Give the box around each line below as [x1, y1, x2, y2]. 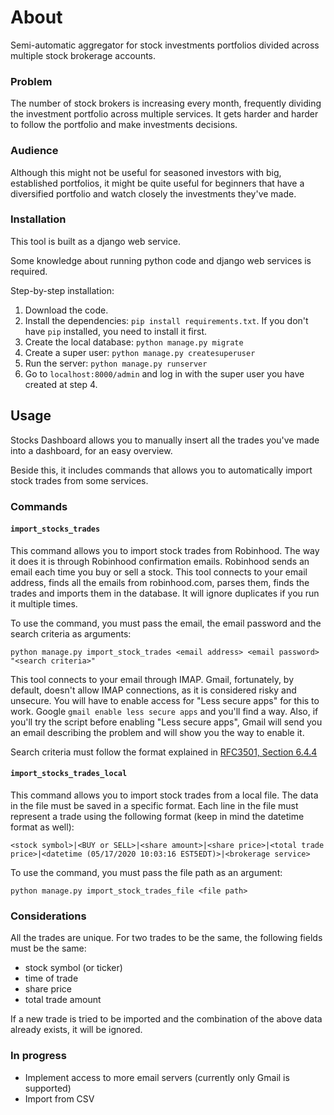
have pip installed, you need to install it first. [24, 325, 208, 337]
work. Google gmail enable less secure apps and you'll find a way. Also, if [10, 705, 319, 717]
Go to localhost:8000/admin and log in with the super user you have [24, 367, 305, 380]
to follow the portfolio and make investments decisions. [10, 119, 238, 131]
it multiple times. [10, 597, 78, 610]
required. [10, 265, 48, 277]
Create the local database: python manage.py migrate [24, 336, 244, 348]
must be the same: [10, 942, 87, 955]
